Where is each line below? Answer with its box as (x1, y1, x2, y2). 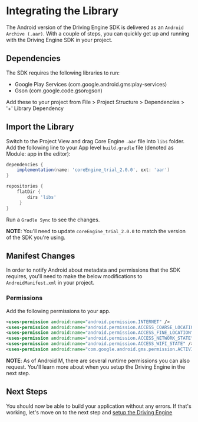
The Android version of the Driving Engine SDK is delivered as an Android (6, 24, 184, 31)
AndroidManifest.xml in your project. (6, 279, 95, 286)
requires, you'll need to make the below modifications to (6, 273, 143, 280)
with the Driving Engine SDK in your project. (6, 36, 113, 43)
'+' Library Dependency (6, 105, 64, 112)
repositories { (6, 183, 44, 189)
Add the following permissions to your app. (6, 307, 111, 314)
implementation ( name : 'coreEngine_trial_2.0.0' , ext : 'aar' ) (16, 167, 170, 173)
